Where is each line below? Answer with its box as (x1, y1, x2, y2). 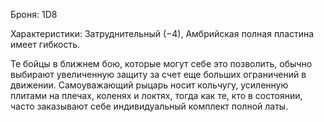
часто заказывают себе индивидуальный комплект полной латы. (10, 100, 289, 112)
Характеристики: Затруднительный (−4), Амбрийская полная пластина (10, 28, 315, 39)
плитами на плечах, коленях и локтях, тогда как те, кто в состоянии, (10, 90, 303, 101)
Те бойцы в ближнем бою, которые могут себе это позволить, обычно (10, 58, 313, 69)
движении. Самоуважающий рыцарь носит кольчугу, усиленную (10, 79, 289, 91)
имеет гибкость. (10, 39, 81, 50)
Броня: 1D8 (10, 9, 58, 20)
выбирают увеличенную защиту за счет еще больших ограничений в (10, 69, 307, 80)
